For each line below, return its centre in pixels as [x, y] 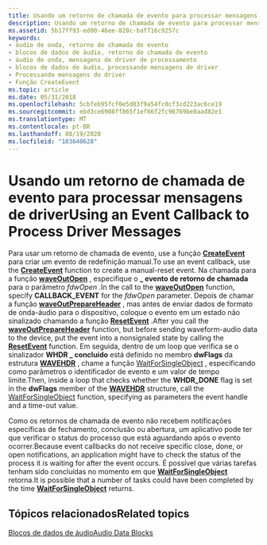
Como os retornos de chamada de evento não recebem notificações [120, 421]
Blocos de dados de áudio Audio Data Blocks [81, 533]
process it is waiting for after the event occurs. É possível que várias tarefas [132, 463]
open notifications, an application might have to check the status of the [125, 455]
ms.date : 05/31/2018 [43, 97]
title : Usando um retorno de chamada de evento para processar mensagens [133, 16]
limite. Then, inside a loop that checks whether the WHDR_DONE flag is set [130, 380]
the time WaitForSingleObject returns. [72, 489]
